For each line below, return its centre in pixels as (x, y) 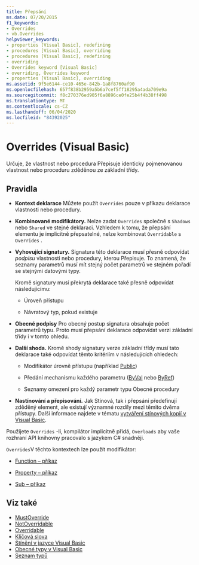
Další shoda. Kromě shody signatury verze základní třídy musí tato (97, 348)
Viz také (22, 503)
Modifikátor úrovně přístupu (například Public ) (80, 366)
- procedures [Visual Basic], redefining (59, 56)
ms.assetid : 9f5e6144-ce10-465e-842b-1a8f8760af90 (71, 84)
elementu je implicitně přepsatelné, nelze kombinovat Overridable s (98, 234)
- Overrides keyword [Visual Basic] (52, 67)
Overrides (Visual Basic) (68, 147)
